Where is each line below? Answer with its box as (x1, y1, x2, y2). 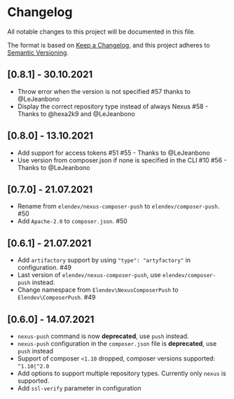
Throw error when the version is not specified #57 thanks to (17, 87, 191, 95)
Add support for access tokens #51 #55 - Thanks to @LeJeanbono (17, 148, 210, 157)
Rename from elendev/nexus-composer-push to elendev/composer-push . (17, 202, 220, 211)
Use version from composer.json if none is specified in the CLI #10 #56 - (17, 155, 227, 164)
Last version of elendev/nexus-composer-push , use (17, 271, 161, 279)
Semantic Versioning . (7, 48, 69, 57)
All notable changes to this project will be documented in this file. (7, 27, 196, 36)
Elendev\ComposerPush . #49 (17, 293, 96, 302)
